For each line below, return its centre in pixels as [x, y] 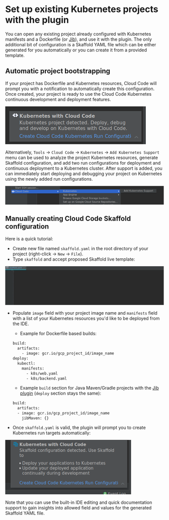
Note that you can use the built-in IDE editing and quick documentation [79, 502]
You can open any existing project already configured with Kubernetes [78, 34]
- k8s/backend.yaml [46, 379]
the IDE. [21, 324]
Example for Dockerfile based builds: [58, 333]
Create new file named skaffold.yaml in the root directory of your [80, 248]
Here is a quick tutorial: [29, 239]
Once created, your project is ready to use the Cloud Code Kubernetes [78, 94]
